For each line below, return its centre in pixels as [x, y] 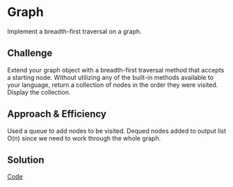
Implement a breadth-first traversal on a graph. [74, 31]
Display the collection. [39, 92]
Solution [26, 160]
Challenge [30, 53]
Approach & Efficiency [57, 114]
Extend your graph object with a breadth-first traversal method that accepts [116, 70]
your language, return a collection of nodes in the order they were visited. [113, 85]
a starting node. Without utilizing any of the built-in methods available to [111, 77]
